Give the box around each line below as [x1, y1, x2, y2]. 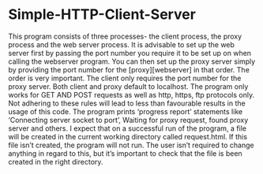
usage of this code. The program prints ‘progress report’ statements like [8, 106, 243, 116]
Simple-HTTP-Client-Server [8, 6, 196, 24]
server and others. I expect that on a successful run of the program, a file [8, 124, 247, 133]
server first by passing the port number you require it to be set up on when [8, 48, 251, 57]
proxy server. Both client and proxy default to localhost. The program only [8, 81, 249, 91]
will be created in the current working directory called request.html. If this [8, 131, 247, 141]
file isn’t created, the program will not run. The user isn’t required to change [8, 140, 254, 150]
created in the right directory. [8, 157, 103, 166]
